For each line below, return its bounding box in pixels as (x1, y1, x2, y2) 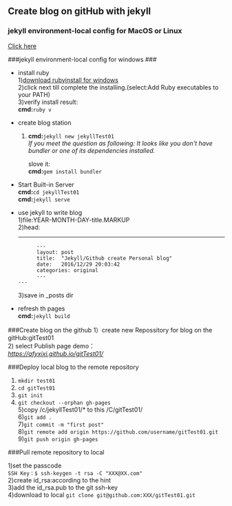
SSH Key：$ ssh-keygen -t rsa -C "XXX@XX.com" (8, 470, 143, 477)
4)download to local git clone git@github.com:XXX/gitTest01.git (8, 490, 196, 498)
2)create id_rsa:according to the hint (8, 476, 112, 484)
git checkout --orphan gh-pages (17, 399, 111, 406)
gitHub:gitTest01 (8, 333, 54, 341)
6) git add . (17, 412, 52, 421)
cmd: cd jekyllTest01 (17, 187, 80, 196)
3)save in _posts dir (17, 291, 74, 299)
